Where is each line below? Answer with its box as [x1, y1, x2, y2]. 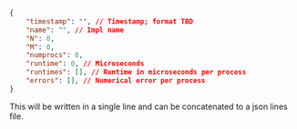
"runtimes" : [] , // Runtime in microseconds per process [26, 68, 247, 77]
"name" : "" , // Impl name [26, 25, 125, 35]
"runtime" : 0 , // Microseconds [26, 59, 145, 68]
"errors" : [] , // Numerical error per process [26, 76, 206, 85]
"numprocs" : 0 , [26, 51, 84, 60]
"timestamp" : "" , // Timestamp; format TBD [26, 16, 194, 26]
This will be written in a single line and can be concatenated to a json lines [9, 101, 289, 112]
